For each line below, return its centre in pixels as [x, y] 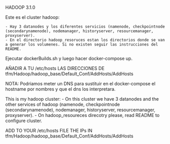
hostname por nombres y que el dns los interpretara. [61, 89]
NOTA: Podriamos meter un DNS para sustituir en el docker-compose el [80, 83]
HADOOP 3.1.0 [20, 7]
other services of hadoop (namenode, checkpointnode [63, 104]
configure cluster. [24, 121]
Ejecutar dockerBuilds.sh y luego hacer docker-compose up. [69, 58]
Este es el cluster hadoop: [33, 17]
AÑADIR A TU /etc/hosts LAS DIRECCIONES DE [55, 68]
